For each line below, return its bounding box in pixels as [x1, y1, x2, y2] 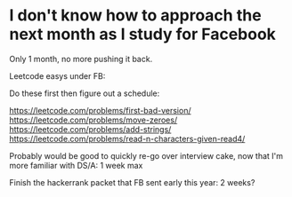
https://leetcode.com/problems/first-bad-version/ [9, 105, 191, 115]
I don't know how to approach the [9, 5, 262, 26]
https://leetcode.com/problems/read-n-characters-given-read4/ [9, 133, 246, 144]
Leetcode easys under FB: [9, 70, 106, 81]
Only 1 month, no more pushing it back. [9, 53, 153, 64]
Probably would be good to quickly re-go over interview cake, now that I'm [9, 150, 283, 161]
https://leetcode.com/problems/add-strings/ [9, 123, 172, 134]
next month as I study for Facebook [9, 24, 276, 44]
